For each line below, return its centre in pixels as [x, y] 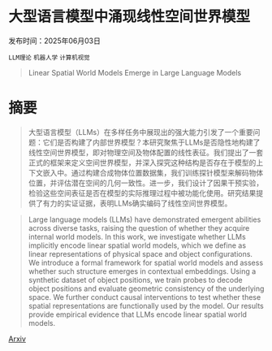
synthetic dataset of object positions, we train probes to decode [135, 279]
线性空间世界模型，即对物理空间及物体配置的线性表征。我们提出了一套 [146, 152]
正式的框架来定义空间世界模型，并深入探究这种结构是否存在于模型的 [142, 162]
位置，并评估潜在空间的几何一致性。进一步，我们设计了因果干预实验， [146, 183]
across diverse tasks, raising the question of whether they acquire [139, 227]
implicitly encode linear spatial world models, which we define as [137, 245]
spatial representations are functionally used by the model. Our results [146, 305]
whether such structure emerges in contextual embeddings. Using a [142, 271]
